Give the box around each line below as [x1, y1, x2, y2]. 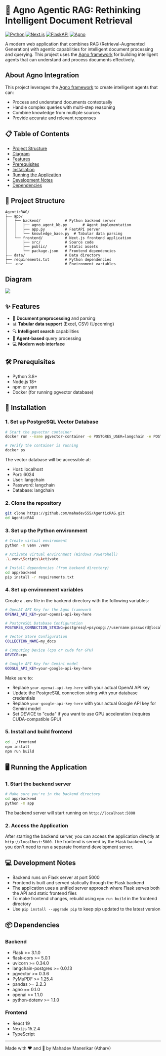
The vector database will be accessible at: [5, 457, 91, 462]
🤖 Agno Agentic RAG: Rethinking [5, 4, 141, 16]
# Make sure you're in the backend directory [5, 792, 100, 797]
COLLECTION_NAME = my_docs [5, 639, 56, 644]
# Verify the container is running [5, 443, 79, 448]
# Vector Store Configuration [5, 634, 68, 639]
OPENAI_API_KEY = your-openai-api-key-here [5, 612, 92, 617]
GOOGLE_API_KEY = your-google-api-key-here [5, 666, 92, 671]
